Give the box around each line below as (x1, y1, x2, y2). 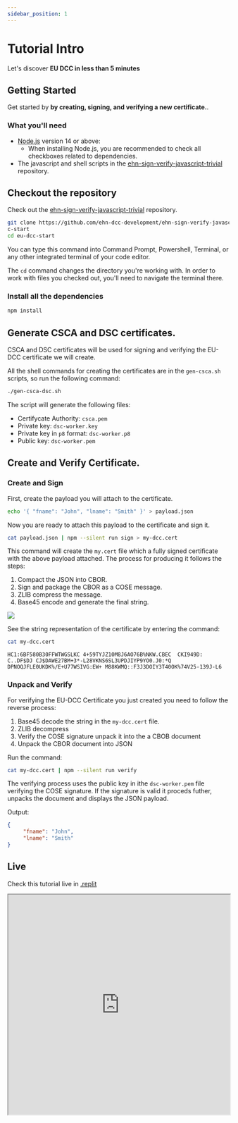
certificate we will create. (22, 353, 96, 361)
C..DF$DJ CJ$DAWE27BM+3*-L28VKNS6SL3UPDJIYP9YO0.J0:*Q (7, 657, 172, 664)
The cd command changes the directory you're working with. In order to (7, 266, 216, 275)
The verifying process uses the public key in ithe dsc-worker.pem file (7, 779, 205, 788)
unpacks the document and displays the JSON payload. (7, 794, 169, 803)
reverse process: (7, 703, 56, 712)
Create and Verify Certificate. (7, 457, 140, 469)
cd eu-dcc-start (7, 232, 55, 240)
